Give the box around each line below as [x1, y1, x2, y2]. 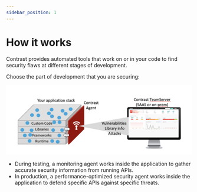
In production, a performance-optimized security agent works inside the [14, 173, 191, 180]
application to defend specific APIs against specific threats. [14, 179, 159, 186]
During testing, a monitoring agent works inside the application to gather [14, 160, 191, 167]
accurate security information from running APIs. [14, 166, 134, 174]
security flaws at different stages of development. [6, 61, 127, 69]
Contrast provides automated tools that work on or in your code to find [6, 55, 178, 62]
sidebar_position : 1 [6, 9, 57, 15]
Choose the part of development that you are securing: [6, 73, 140, 80]
